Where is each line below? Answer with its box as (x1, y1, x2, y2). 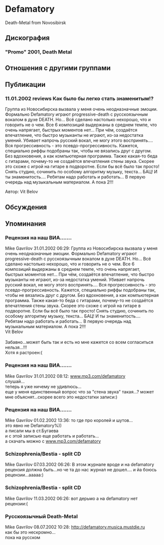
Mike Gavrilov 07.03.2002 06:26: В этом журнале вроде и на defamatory (5, 462, 154, 467)
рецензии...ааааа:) (5, 472, 44, 478)
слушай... (5, 378, 25, 384)
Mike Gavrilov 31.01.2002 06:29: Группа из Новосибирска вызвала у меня (5, 245, 158, 251)
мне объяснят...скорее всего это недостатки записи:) (5, 394, 117, 400)
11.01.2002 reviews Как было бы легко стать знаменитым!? (5, 95, 154, 102)
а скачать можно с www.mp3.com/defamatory (5, 438, 101, 444)
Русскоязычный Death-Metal (5, 513, 78, 519)
